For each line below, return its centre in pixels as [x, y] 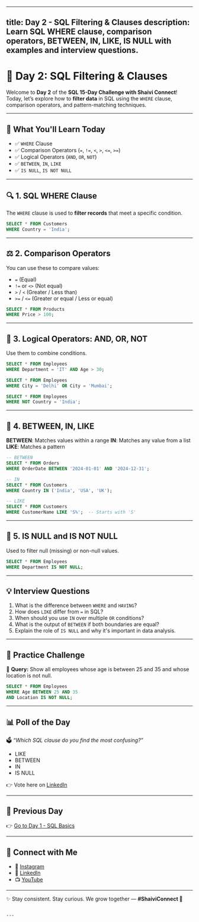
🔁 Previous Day [35, 811]
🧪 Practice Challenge [45, 655]
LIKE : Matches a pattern [36, 447]
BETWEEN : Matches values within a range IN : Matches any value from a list [98, 440]
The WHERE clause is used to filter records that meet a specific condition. [94, 213]
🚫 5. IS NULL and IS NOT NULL [62, 536]
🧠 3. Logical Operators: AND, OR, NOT [77, 339]
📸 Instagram [29, 867]
